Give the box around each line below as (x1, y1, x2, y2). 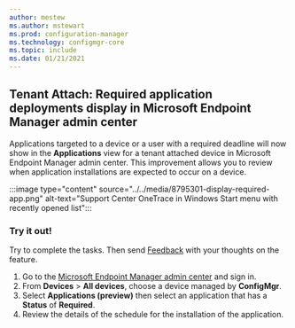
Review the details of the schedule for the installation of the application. (21, 309, 284, 320)
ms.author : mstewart (9, 21, 86, 30)
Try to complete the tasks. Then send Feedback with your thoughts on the (9, 245, 280, 255)
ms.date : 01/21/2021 (9, 54, 86, 63)
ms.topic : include (9, 46, 77, 55)
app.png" (9, 192, 43, 204)
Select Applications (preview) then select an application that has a (21, 290, 268, 301)
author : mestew (9, 12, 66, 22)
